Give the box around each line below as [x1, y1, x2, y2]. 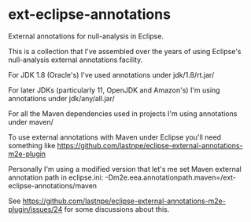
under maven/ [8, 117, 54, 126]
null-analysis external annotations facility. [8, 55, 143, 64]
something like [8, 140, 56, 150]
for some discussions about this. [64, 204, 170, 213]
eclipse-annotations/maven [8, 180, 97, 190]
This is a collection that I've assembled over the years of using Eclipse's [8, 46, 242, 56]
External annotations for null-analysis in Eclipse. [8, 31, 164, 41]
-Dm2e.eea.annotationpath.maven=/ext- [105, 173, 237, 182]
